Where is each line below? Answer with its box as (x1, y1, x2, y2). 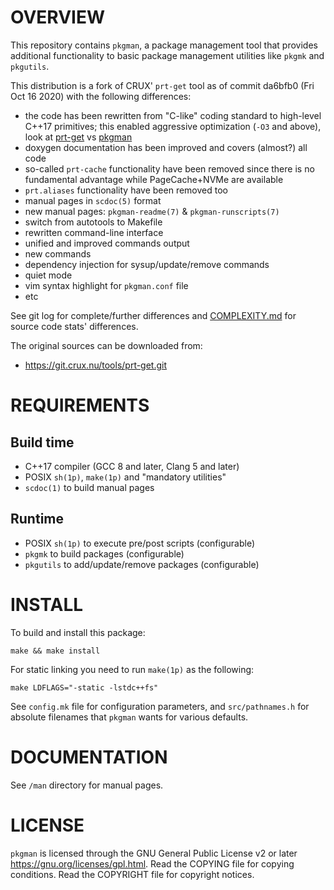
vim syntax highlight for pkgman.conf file (24, 279, 189, 291)
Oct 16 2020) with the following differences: (10, 90, 192, 102)
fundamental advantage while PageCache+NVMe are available (24, 173, 284, 185)
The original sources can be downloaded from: (10, 339, 203, 351)
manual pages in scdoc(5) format (24, 194, 162, 206)
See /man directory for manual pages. (10, 779, 164, 791)
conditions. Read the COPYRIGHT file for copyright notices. (10, 868, 255, 880)
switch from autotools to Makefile (24, 216, 163, 228)
